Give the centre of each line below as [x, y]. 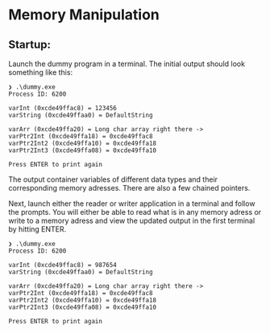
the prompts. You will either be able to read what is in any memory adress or [135, 212]
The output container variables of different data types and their [113, 179]
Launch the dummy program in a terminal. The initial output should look [127, 64]
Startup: [29, 45]
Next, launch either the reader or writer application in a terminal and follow [132, 203]
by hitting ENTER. [37, 229]
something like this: [41, 72]
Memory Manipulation [84, 15]
